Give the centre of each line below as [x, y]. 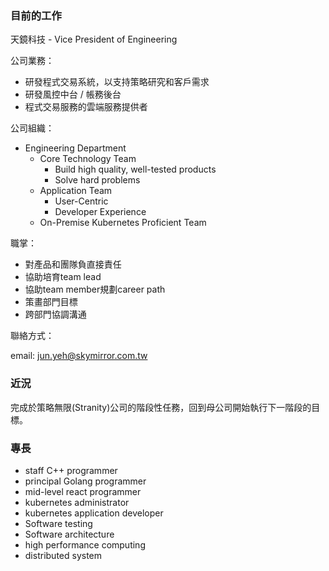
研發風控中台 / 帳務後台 [73, 94]
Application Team [76, 191]
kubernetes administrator [77, 502]
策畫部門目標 [51, 302]
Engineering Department [75, 148]
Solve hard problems [97, 180]
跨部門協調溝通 [55, 314]
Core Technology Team [88, 159]
